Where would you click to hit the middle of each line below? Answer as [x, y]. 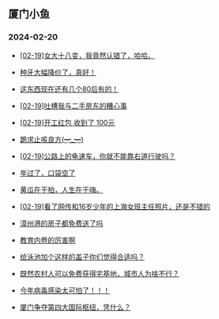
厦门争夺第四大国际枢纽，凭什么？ [75, 307]
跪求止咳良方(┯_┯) [52, 139]
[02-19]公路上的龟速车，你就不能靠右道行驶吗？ [98, 156]
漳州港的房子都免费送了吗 [61, 223]
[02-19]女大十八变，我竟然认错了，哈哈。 [87, 55]
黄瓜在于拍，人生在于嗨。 [61, 190]
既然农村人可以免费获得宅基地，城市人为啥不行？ [99, 273]
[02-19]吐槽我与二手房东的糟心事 [74, 106]
